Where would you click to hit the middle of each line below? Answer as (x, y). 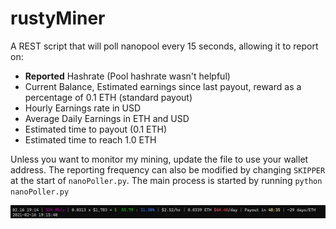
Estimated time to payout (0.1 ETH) (96, 129)
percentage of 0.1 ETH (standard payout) (108, 97)
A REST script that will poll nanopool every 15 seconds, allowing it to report (164, 46)
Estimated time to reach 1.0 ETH (90, 139)
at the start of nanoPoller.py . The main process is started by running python (166, 180)
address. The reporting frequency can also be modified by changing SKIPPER (168, 169)
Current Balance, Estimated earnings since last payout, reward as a (163, 86)
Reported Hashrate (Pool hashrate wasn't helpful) (127, 76)
